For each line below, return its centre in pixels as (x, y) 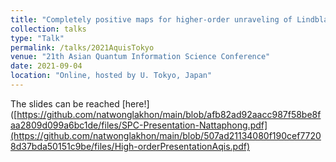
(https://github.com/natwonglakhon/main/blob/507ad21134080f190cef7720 (166, 135)
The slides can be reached (65, 103)
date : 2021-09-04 (46, 66)
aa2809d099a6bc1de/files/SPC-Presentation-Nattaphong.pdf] (139, 125)
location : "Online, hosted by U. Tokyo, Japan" (111, 76)
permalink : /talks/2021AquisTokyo (82, 47)
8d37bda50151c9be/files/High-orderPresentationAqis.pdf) (130, 146)
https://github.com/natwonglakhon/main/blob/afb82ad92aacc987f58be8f (169, 114)
